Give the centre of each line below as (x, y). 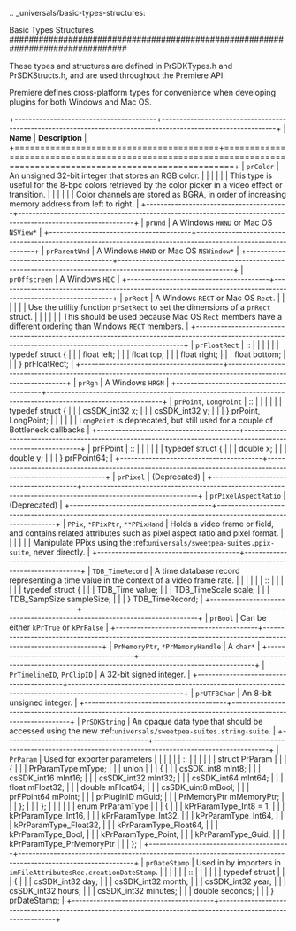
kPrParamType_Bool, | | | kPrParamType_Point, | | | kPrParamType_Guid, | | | (147, 834)
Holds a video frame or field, (222, 524)
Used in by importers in (238, 862)
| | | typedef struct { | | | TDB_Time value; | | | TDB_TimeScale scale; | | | (140, 590)
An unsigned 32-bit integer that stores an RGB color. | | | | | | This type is (140, 175)
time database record (201, 571)
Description (60, 138)
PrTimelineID (33, 675)
